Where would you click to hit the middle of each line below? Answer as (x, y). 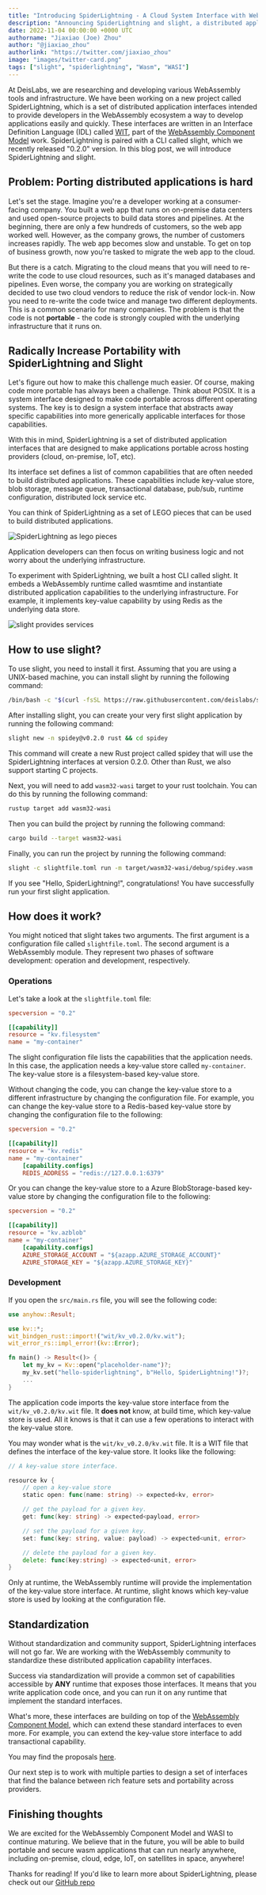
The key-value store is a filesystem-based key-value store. (104, 1074)
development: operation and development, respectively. (99, 961)
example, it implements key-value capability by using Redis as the (116, 601)
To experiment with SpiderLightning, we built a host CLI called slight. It (123, 576)
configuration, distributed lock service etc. (77, 497)
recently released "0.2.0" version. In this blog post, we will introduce (120, 148)
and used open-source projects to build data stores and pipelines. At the (126, 218)
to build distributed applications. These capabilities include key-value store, (131, 480)
